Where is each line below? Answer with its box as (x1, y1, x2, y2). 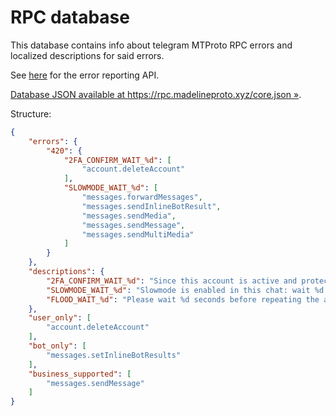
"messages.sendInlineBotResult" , (81, 201, 222, 211)
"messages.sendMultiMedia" (81, 229, 195, 240)
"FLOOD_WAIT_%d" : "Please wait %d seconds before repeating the (46, 294, 320, 305)
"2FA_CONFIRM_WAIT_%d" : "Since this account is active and (46, 276, 298, 286)
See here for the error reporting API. (10, 69, 160, 81)
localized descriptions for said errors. (10, 49, 165, 61)
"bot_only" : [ (28, 341, 87, 351)
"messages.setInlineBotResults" (46, 350, 182, 360)
